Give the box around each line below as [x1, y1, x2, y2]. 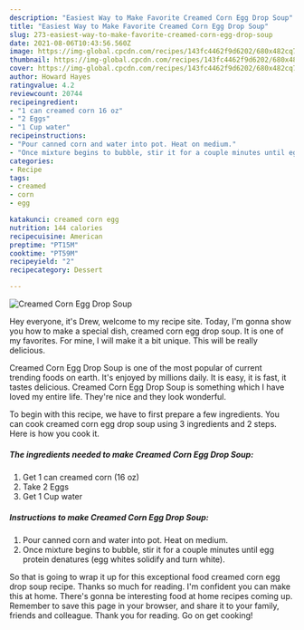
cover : [9, 64, 34, 73]
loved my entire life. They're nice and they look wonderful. [9, 392, 227, 402]
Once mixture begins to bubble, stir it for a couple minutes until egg [22, 544, 274, 555]
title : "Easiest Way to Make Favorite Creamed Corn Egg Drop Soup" [9, 22, 270, 31]
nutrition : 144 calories [9, 223, 103, 232]
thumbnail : [9, 55, 51, 64]
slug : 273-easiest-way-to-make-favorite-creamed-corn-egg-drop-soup [9, 30, 273, 39]
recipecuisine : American [9, 232, 103, 241]
